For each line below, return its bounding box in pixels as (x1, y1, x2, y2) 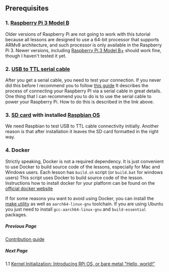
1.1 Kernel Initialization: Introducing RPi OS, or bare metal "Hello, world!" (5, 260, 155, 267)
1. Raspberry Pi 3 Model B (5, 19, 70, 27)
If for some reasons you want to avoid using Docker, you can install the (5, 195, 154, 201)
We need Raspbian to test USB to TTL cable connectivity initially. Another (5, 123, 159, 129)
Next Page (5, 248, 28, 254)
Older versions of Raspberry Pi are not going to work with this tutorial (5, 31, 151, 37)
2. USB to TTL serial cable (5, 65, 70, 72)
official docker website (5, 185, 53, 191)
